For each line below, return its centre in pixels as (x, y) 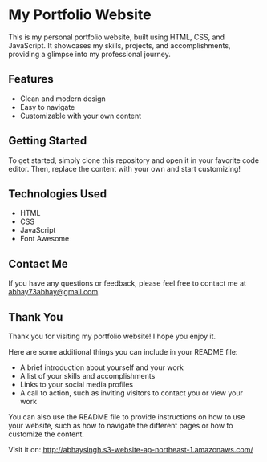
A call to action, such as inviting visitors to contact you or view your (131, 393)
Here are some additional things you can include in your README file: (123, 352)
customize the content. (46, 434)
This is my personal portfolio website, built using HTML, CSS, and (117, 37)
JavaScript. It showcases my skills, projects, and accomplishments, (119, 45)
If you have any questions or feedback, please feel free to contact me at (127, 283)
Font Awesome (44, 239)
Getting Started (48, 141)
